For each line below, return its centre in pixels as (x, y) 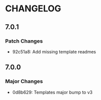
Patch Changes (24, 41)
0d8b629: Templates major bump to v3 (52, 92)
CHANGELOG (33, 9)
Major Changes (24, 81)
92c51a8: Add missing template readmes (54, 51)
